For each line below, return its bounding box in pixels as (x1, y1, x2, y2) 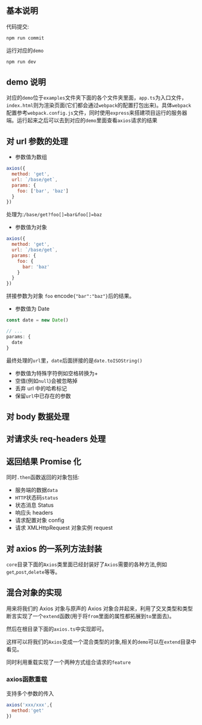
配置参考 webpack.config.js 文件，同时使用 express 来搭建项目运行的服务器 (6, 109, 188, 117)
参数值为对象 (14, 224, 47, 231)
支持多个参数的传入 (6, 690, 54, 697)
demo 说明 (6, 77, 46, 87)
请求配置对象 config (14, 517, 65, 524)
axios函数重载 (6, 675, 48, 683)
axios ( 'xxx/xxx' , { (6, 702, 52, 708)
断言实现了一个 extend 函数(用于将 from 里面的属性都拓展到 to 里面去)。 (6, 612, 175, 619)
